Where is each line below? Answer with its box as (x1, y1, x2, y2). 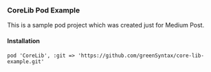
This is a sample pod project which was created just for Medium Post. (7, 21, 205, 29)
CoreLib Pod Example (7, 5, 80, 15)
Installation (7, 36, 40, 45)
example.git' (7, 58, 45, 65)
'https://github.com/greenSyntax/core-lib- (78, 52, 205, 59)
